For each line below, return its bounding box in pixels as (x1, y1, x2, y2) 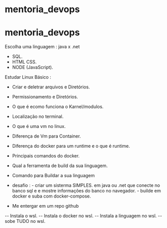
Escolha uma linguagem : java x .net (5, 44, 80, 50)
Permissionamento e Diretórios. (12, 94, 78, 100)
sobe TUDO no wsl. (5, 218, 46, 224)
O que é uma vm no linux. (12, 123, 66, 129)
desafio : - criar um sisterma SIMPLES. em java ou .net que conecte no (12, 182, 160, 188)
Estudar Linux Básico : (5, 74, 51, 80)
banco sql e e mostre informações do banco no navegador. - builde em (12, 188, 161, 194)
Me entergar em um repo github (12, 203, 79, 209)
